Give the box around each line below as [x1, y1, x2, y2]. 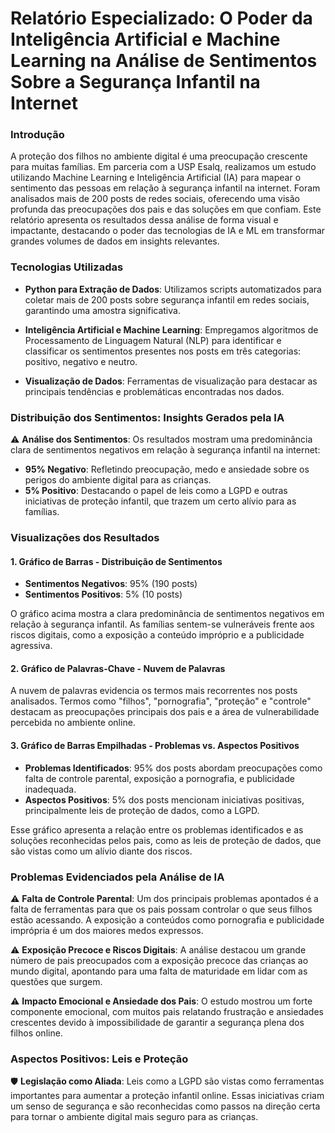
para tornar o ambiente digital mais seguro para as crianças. [10, 1111, 259, 1123]
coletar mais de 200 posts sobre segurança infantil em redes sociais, [24, 293, 310, 306]
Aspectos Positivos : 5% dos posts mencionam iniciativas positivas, [24, 793, 305, 806]
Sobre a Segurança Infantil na [10, 71, 261, 94]
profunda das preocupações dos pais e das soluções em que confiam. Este [10, 203, 322, 216]
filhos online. [10, 1027, 63, 1039]
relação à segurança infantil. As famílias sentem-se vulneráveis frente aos [10, 618, 315, 631]
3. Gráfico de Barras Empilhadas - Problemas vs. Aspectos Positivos [10, 740, 300, 751]
